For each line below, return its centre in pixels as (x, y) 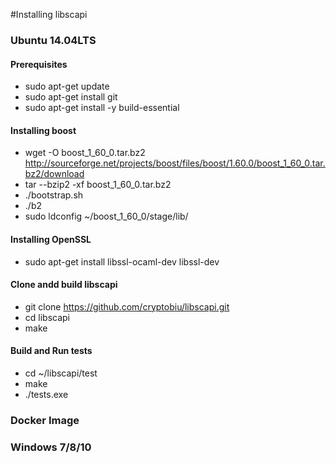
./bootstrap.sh (54, 195)
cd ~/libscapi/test (61, 373)
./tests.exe (46, 394)
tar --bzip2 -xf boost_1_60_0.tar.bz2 (98, 185)
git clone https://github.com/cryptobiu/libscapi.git (127, 306)
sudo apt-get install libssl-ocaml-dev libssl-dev (122, 261)
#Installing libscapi (49, 14)
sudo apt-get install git (71, 97)
